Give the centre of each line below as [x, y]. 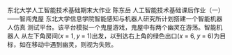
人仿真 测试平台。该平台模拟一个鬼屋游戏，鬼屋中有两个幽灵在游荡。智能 [112, 27]
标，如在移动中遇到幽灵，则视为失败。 [62, 44]
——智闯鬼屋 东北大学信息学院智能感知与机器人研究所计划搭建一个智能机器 [115, 19]
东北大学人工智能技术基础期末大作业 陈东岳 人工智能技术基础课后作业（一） [116, 10]
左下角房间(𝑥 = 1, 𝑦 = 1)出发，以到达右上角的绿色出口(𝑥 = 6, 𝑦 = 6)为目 [126, 36]
